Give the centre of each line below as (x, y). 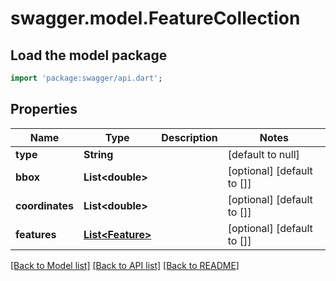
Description (189, 137)
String (98, 154)
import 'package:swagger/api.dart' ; (86, 78)
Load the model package (89, 55)
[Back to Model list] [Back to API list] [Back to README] (125, 265)
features (36, 234)
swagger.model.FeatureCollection (155, 18)
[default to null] (263, 154)
